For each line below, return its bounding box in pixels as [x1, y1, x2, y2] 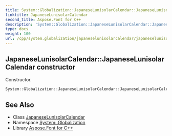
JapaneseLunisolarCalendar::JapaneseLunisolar [5, 55, 165, 64]
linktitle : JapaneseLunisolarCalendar [5, 12, 88, 17]
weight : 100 [5, 31, 31, 36]
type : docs [5, 27, 29, 32]
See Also [5, 100, 34, 109]
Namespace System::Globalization [12, 120, 85, 126]
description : [5, 21, 33, 27]
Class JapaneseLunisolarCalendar [12, 114, 85, 120]
